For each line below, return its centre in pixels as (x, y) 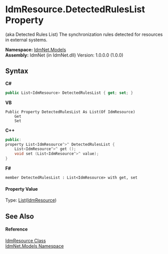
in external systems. (26, 40)
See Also (20, 216)
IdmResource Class (26, 240)
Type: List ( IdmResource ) (31, 200)
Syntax (17, 71)
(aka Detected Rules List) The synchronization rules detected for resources (84, 34)
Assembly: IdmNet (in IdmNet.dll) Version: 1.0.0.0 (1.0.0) (64, 55)
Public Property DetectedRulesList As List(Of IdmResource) (71, 112)
